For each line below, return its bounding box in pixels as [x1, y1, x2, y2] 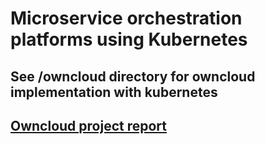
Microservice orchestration [10, 7, 243, 30]
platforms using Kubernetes [10, 28, 248, 51]
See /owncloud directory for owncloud [10, 68, 256, 85]
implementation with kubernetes [10, 83, 218, 101]
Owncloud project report [10, 117, 168, 134]
